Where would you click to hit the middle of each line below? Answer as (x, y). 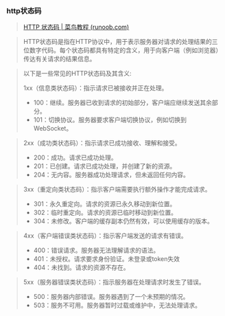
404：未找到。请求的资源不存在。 (81, 268)
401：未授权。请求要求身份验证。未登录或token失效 (106, 259)
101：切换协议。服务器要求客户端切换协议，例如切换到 (110, 120)
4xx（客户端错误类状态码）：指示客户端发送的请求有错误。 (105, 236)
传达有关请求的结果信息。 (59, 59)
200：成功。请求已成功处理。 (75, 158)
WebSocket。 (53, 128)
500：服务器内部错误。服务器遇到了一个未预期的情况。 (111, 297)
